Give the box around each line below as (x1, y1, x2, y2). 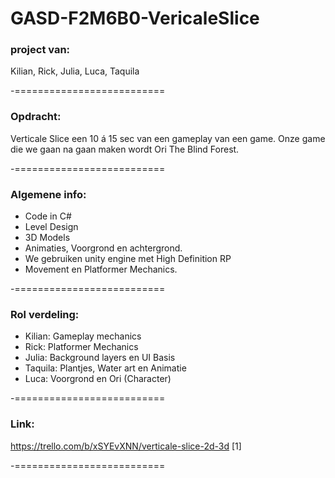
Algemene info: (10, 187, 87, 201)
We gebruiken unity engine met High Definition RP (24, 253, 232, 265)
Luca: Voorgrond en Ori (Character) (24, 373, 172, 385)
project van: (10, 43, 71, 57)
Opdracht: (10, 110, 62, 124)
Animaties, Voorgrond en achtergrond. (24, 242, 183, 254)
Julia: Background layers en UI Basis (24, 352, 176, 364)
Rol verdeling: (10, 308, 80, 321)
